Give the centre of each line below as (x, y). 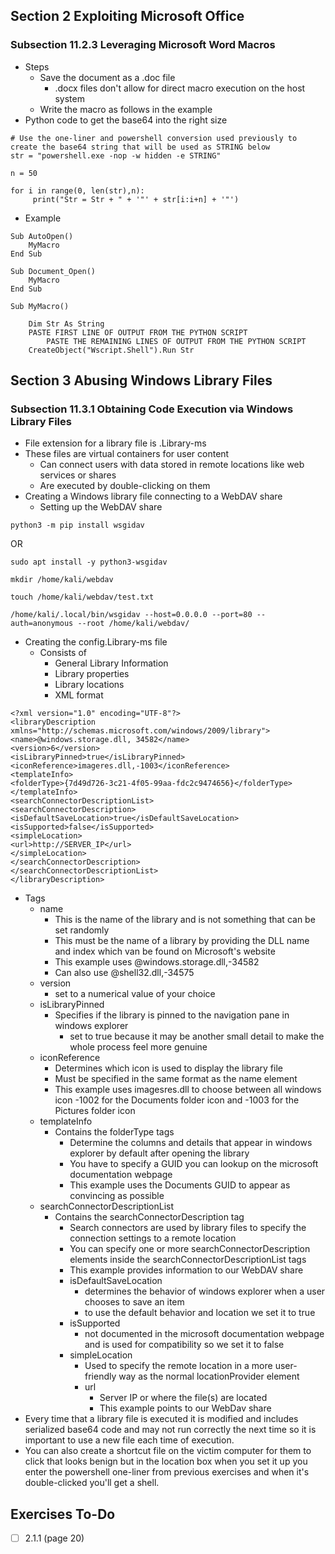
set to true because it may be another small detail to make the (197, 1036)
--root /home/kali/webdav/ (133, 624)
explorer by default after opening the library (159, 1153)
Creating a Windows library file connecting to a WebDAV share (153, 496)
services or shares (78, 475)
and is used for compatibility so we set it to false (184, 1345)
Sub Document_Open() (53, 271)
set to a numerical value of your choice (135, 994)
